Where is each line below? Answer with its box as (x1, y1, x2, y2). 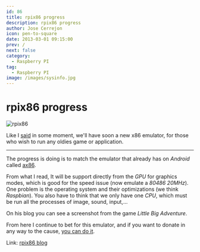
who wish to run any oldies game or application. (6, 138, 124, 146)
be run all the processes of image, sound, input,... (6, 199, 128, 206)
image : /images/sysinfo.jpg (6, 75, 76, 81)
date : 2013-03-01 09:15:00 (6, 36, 73, 42)
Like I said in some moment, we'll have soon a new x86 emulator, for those (6, 132, 189, 139)
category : (6, 53, 31, 59)
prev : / (6, 42, 26, 48)
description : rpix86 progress (6, 20, 82, 26)
